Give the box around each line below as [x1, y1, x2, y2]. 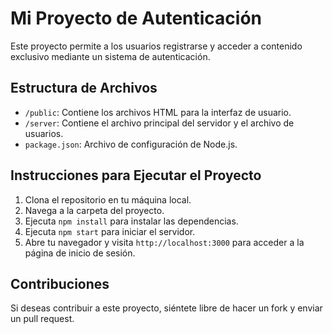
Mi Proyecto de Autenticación [10, 7, 263, 30]
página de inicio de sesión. [24, 247, 136, 259]
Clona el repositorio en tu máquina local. [24, 193, 192, 206]
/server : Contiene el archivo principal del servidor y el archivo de [24, 117, 295, 129]
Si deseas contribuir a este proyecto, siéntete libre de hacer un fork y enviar [10, 302, 323, 314]
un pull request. [10, 313, 75, 325]
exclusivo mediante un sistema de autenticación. [10, 50, 211, 62]
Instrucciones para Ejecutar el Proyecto [10, 167, 262, 184]
